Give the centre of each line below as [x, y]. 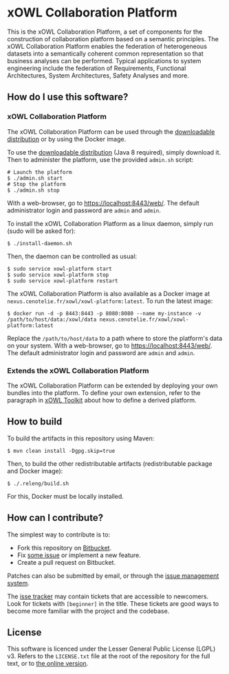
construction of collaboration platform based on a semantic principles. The [113, 38]
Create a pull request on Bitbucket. [66, 562]
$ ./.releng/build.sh [38, 483]
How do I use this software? [68, 97]
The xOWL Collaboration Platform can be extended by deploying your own [112, 385]
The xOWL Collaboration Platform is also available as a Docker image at [109, 293]
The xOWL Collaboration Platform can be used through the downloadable [111, 131]
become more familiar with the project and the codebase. [88, 611]
